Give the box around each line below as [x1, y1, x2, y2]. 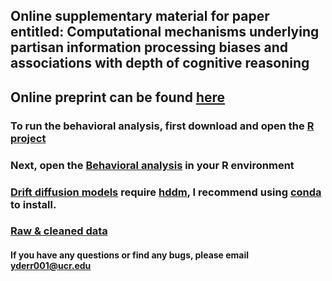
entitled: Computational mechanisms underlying [10, 24, 320, 41]
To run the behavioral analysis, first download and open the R [10, 119, 315, 133]
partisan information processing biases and [10, 39, 289, 56]
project [10, 131, 47, 145]
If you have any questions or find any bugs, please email [10, 249, 250, 261]
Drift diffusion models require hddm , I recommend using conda [10, 185, 322, 199]
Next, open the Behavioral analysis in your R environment [10, 158, 295, 172]
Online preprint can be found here [10, 89, 226, 106]
